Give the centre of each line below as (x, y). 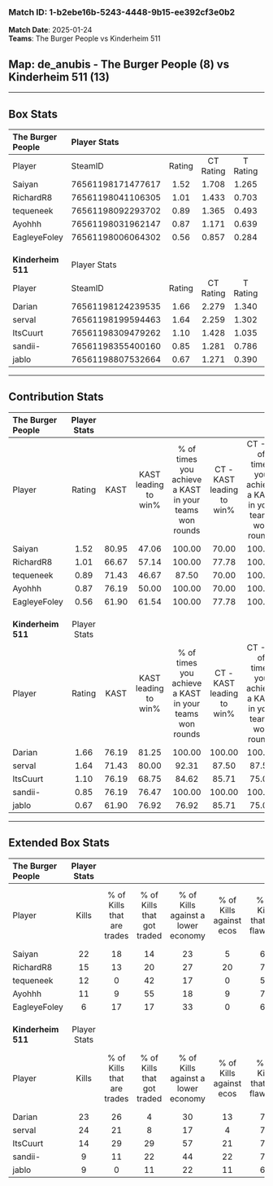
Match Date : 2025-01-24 (50, 30)
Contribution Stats (56, 397)
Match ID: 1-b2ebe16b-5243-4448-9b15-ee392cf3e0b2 (122, 12)
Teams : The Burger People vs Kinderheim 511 (84, 38)
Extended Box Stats (59, 843)
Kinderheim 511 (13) (59, 77)
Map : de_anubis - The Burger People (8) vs (119, 64)
